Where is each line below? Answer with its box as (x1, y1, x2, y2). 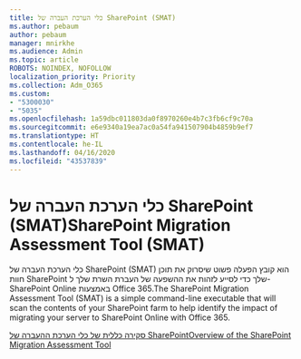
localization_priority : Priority (9, 73, 136, 82)
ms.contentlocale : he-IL (9, 140, 103, 149)
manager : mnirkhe (9, 38, 75, 48)
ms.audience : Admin (9, 47, 83, 56)
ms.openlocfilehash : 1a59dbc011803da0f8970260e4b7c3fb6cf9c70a (9, 114, 254, 123)
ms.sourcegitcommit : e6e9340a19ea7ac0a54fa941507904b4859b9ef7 (9, 123, 254, 132)
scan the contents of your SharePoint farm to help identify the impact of (9, 303, 278, 314)
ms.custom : (9, 89, 51, 98)
